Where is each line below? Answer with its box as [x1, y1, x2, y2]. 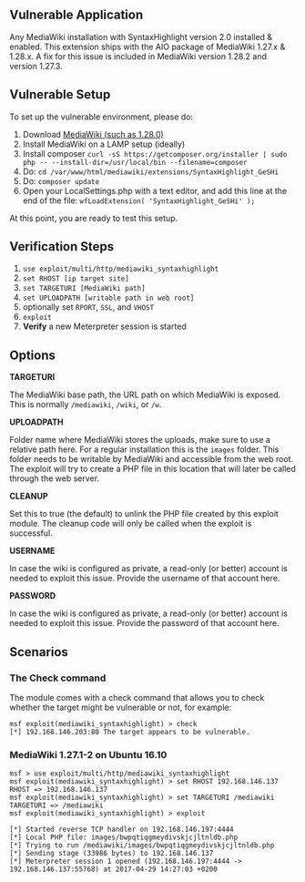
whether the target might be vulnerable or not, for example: [9, 702, 232, 713]
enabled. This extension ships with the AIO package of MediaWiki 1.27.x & [9, 41, 286, 52]
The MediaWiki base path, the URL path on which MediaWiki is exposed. [9, 389, 280, 400]
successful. [9, 528, 53, 538]
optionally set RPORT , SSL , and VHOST [22, 302, 155, 313]
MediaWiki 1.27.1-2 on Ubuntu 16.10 [9, 748, 168, 761]
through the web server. [9, 473, 100, 484]
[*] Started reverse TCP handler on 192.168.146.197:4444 [9, 825, 234, 835]
